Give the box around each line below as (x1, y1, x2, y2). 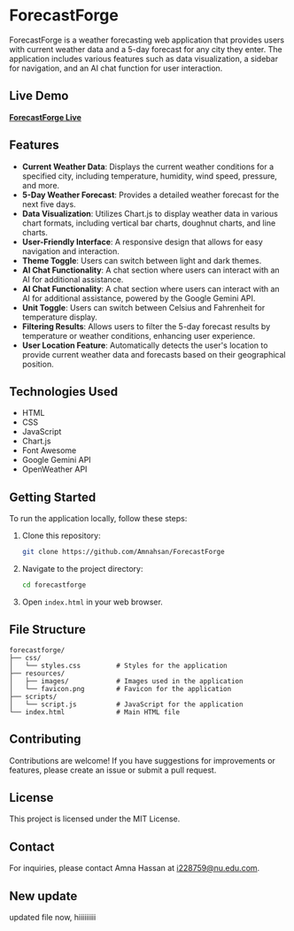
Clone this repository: (21, 530, 101, 541)
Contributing (9, 732, 81, 747)
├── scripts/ (9, 692, 58, 701)
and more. (21, 180, 60, 190)
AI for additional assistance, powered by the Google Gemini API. (21, 293, 256, 304)
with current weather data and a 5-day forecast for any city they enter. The (9, 43, 282, 54)
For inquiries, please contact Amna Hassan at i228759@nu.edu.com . (9, 863, 260, 873)
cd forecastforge (21, 581, 87, 589)
